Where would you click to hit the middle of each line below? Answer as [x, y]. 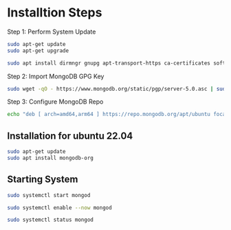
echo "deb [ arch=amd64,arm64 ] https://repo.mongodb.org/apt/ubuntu [109, 115]
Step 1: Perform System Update [52, 32]
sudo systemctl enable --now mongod [59, 207]
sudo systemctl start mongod [49, 195]
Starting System [43, 180]
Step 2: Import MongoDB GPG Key [56, 76]
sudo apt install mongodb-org [51, 158]
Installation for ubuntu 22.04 [70, 136]
